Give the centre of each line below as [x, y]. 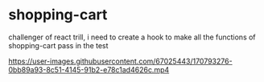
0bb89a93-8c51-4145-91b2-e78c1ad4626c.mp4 [89, 69]
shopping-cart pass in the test [58, 45]
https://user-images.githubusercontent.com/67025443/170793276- [120, 61]
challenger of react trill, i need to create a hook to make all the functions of [132, 37]
